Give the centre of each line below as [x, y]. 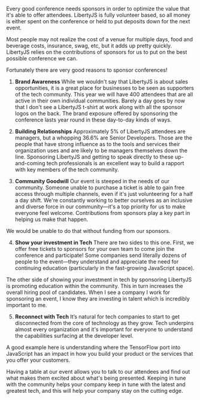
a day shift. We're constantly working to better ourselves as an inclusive [104, 200]
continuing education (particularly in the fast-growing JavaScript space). [104, 268]
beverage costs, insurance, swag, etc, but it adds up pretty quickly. [89, 46]
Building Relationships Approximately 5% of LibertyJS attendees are [100, 131]
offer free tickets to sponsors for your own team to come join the [95, 249]
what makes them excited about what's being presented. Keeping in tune [96, 378]
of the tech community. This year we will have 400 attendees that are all [104, 94]
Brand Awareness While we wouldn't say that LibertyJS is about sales [101, 81]
